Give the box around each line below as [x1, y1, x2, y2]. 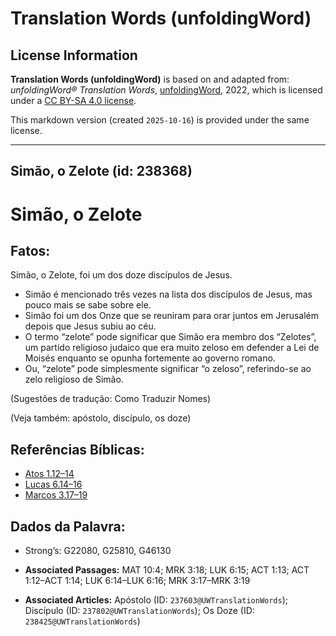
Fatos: [10, 242, 51, 259]
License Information [10, 47, 138, 64]
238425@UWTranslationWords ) [24, 615, 141, 627]
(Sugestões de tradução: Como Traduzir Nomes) [10, 393, 212, 405]
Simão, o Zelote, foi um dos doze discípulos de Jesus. [10, 269, 233, 281]
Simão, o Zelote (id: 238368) [10, 163, 193, 180]
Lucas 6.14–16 [24, 478, 83, 491]
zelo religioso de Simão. [24, 373, 124, 386]
